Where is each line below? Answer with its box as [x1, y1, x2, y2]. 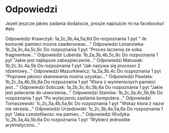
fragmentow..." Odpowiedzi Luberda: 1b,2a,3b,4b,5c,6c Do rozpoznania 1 [5, 52, 158, 58]
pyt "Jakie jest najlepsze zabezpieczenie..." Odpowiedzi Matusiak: [5, 57, 144, 63]
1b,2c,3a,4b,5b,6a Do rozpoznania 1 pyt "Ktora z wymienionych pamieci [5, 79, 156, 85]
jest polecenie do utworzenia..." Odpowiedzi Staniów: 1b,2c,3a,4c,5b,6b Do [5, 89, 163, 95]
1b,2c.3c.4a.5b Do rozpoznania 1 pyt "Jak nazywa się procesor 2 [5, 62, 140, 69]
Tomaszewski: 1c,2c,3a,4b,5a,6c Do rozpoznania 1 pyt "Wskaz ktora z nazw [5, 100, 164, 106]
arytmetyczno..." [5, 122, 40, 128]
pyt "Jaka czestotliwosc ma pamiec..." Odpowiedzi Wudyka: [5, 111, 131, 117]
